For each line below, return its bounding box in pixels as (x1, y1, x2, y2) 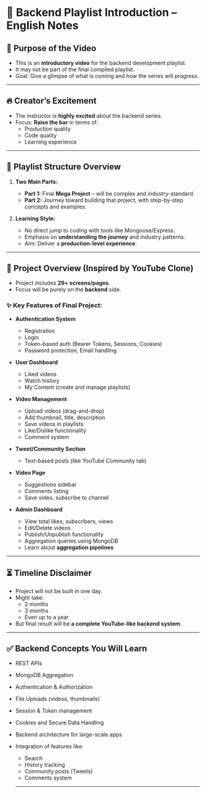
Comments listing (24, 487, 69, 494)
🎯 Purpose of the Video (6, 43, 97, 53)
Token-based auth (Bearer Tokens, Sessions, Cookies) (24, 340, 162, 347)
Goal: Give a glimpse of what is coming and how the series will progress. (15, 72, 199, 79)
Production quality (24, 125, 71, 132)
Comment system (24, 433, 69, 440)
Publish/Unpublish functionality (24, 531, 104, 538)
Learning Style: (15, 215, 56, 222)
